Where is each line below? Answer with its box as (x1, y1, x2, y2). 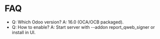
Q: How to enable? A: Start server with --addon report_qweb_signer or (11, 24, 155, 30)
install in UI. (11, 29, 36, 35)
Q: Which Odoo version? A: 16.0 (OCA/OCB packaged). (11, 19, 124, 25)
